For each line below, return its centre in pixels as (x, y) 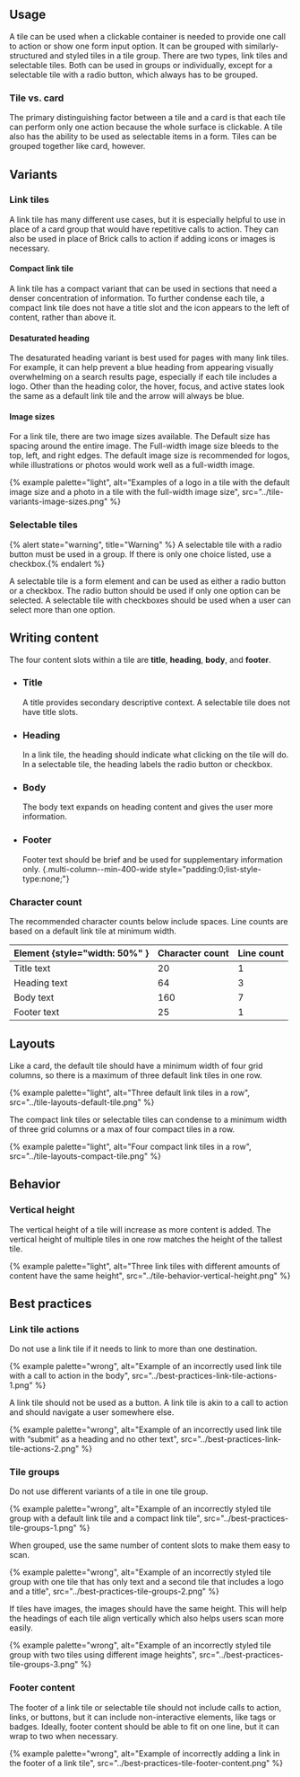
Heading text (41, 983)
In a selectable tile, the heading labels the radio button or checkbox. (147, 765)
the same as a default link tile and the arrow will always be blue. (127, 396)
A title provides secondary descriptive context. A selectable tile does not (156, 702)
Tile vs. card (37, 98)
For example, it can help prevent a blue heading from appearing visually (141, 367)
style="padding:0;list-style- (210, 869)
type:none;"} (46, 879)
